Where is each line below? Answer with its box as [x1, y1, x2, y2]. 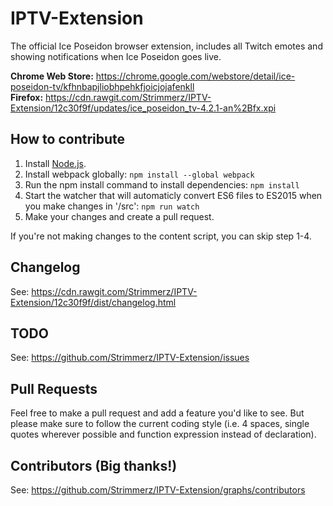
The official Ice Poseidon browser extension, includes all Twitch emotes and [10, 40, 323, 52]
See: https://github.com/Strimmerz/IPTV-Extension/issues [10, 352, 250, 364]
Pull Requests [10, 380, 98, 397]
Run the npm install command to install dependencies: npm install [24, 178, 300, 191]
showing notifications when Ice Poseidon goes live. [10, 50, 222, 62]
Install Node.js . [24, 157, 87, 169]
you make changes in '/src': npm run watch [24, 200, 200, 212]
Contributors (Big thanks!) [10, 457, 178, 474]
